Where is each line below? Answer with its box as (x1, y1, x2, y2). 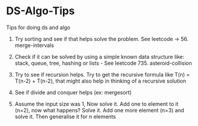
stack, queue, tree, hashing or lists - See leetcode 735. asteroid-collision (14, 59, 193, 67)
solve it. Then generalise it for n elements (14, 113, 116, 120)
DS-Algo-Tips (6, 4, 75, 18)
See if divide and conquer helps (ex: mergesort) (14, 89, 132, 96)
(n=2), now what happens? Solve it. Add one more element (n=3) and (14, 106, 184, 114)
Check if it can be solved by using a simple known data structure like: (14, 53, 185, 60)
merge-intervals (14, 42, 55, 49)
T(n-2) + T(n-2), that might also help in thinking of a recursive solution (14, 77, 187, 84)
